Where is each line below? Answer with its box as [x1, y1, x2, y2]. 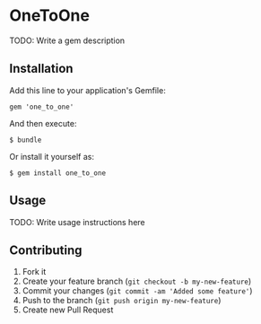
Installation [9, 61, 74, 76]
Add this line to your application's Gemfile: [9, 84, 166, 95]
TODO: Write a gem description [9, 35, 126, 46]
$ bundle [9, 136, 42, 144]
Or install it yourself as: [9, 151, 94, 162]
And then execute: [9, 118, 77, 128]
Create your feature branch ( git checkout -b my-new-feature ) [22, 276, 252, 287]
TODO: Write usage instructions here [9, 216, 145, 227]
